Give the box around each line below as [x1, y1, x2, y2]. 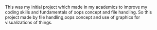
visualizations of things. [5, 19, 52, 25]
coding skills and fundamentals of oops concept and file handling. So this [5, 9, 152, 15]
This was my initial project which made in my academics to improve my [5, 4, 147, 10]
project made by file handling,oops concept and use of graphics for [5, 15, 140, 20]
